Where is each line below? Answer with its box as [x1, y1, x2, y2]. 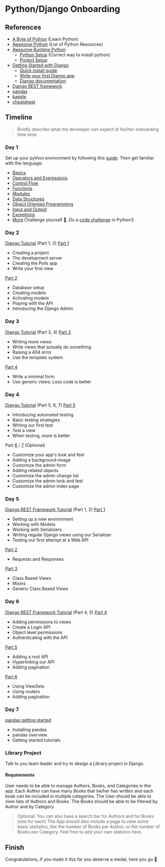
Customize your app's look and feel [12, 452, 85, 458]
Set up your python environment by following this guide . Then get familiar [5, 155, 154, 161]
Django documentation [19, 78, 66, 84]
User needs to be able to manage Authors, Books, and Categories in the [5, 783, 151, 789]
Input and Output [12, 206, 47, 212]
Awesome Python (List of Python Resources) [12, 41, 103, 47]
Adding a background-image [12, 457, 71, 463]
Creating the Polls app [12, 260, 58, 267]
